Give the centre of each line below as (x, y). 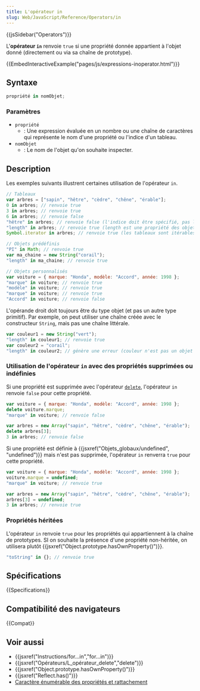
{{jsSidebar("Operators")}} (39, 34)
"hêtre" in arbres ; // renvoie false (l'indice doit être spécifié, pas (98, 222)
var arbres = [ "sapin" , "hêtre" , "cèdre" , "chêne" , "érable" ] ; (86, 200)
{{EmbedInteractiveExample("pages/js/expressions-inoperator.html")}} (93, 64)
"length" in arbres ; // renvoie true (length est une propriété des (93, 228)
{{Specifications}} (28, 590)
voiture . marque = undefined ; (42, 478)
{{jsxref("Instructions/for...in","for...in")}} (64, 656)
